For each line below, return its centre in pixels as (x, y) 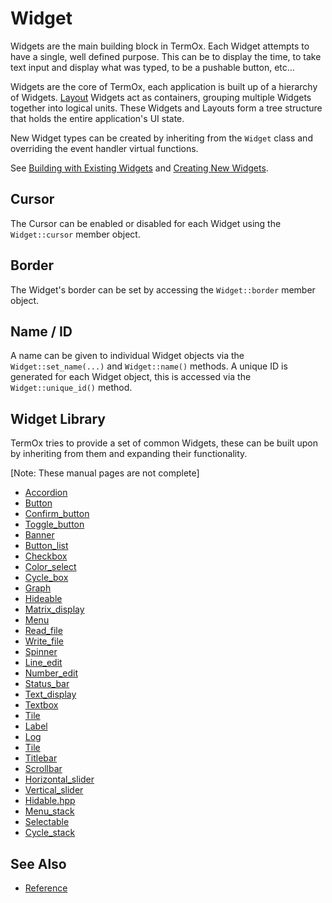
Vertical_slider (54, 790)
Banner (39, 535)
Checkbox (46, 556)
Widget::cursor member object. (75, 234)
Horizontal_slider (59, 779)
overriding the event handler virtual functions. (104, 148)
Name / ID (41, 331)
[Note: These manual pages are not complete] (105, 473)
